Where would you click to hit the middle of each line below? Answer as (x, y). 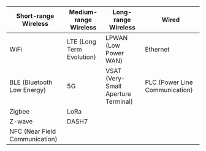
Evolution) (82, 57)
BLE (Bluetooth (31, 82)
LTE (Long (82, 41)
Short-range (35, 16)
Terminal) (119, 102)
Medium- (83, 12)
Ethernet (157, 49)
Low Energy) (28, 90)
